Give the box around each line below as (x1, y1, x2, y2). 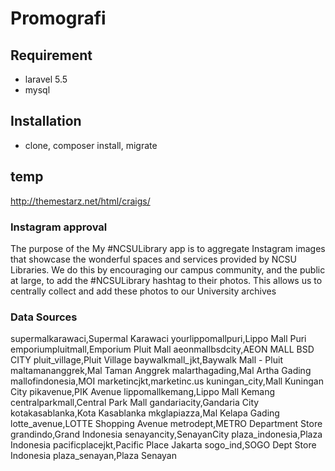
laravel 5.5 (24, 73, 68, 85)
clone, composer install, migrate (24, 139, 158, 151)
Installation (10, 113, 82, 130)
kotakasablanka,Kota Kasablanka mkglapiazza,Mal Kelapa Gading (10, 407, 280, 419)
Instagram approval (10, 220, 108, 234)
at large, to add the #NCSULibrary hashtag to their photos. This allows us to (10, 274, 323, 286)
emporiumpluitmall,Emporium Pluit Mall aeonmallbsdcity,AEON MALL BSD (10, 343, 315, 356)
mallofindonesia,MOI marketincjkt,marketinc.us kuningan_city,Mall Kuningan (10, 375, 324, 387)
